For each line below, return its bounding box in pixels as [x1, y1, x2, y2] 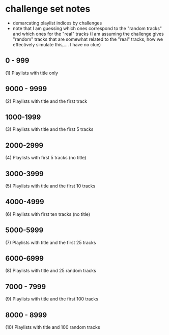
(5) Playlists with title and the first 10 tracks [5, 183, 96, 189]
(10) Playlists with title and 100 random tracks [5, 324, 100, 330]
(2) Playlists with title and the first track [5, 98, 88, 104]
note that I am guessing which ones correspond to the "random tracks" [12, 25, 162, 31]
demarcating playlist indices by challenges [12, 20, 102, 26]
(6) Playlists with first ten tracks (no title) [5, 211, 91, 217]
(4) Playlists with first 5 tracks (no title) [5, 155, 87, 161]
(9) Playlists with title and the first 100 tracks [5, 296, 98, 302]
